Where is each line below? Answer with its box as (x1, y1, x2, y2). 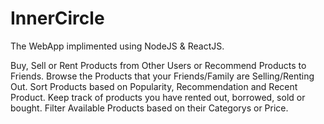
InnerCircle (10, 7, 105, 30)
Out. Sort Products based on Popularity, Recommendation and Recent (10, 80, 298, 92)
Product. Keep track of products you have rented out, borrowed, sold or (10, 91, 306, 103)
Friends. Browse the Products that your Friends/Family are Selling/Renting (10, 70, 315, 82)
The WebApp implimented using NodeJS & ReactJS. (10, 40, 225, 52)
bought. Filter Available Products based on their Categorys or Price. (10, 102, 289, 114)
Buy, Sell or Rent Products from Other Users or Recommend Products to (10, 59, 307, 71)
